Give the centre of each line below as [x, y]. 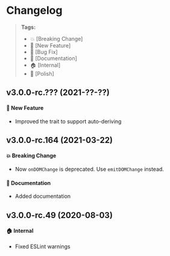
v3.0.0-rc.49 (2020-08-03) [60, 215]
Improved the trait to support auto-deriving [68, 121]
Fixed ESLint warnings [42, 246]
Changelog [34, 11]
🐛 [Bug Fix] [44, 52]
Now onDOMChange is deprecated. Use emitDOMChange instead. [90, 169]
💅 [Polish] [42, 73]
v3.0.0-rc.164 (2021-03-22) [60, 140]
